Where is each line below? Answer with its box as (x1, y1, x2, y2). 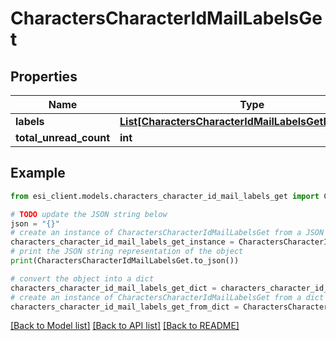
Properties (10, 68, 78, 85)
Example (10, 165, 66, 182)
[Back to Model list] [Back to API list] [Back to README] (10, 320, 240, 332)
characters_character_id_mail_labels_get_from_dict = (10, 302, 240, 312)
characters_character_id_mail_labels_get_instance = (10, 237, 235, 247)
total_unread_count (15, 131, 111, 144)
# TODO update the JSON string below (10, 209, 168, 219)
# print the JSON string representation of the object (10, 247, 244, 257)
